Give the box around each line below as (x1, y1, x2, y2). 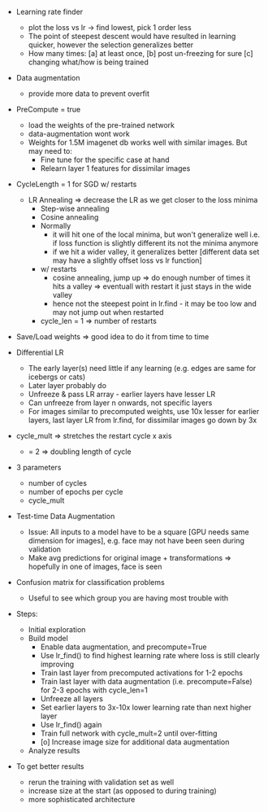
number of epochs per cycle (28, 487, 123, 496)
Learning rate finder (15, 7, 84, 16)
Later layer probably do (28, 381, 107, 390)
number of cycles (28, 478, 88, 487)
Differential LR (15, 347, 64, 357)
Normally (40, 221, 71, 230)
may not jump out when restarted (52, 308, 164, 317)
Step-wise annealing (40, 203, 110, 213)
